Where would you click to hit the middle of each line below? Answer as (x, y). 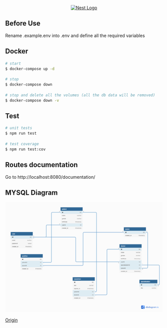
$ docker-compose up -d (30, 69)
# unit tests (19, 128)
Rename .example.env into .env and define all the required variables (75, 36)
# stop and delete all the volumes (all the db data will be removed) (80, 95)
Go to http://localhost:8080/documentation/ (50, 177)
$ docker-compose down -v (32, 100)
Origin (11, 320)
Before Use (23, 23)
